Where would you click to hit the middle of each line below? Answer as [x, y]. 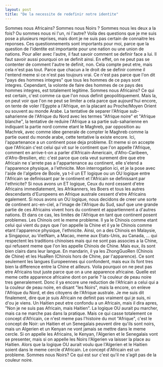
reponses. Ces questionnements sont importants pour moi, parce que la [77, 43]
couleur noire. [19, 360]
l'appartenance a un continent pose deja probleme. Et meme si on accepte [80, 142]
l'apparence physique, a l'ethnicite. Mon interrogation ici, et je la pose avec [80, 168]
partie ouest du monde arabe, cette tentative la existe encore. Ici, [70, 137]
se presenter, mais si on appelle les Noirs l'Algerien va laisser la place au [78, 339]
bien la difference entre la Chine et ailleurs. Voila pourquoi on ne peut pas [79, 266]
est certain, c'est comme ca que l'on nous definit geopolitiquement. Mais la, [81, 95]
